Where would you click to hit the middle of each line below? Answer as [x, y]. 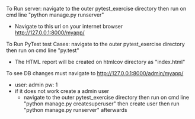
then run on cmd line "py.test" [43, 50]
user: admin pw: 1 [36, 85]
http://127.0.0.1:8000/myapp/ [49, 33]
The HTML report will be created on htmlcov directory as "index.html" [100, 62]
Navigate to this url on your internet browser [69, 26]
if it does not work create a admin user [62, 91]
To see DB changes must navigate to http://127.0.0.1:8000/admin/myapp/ [95, 73]
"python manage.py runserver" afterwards [75, 110]
